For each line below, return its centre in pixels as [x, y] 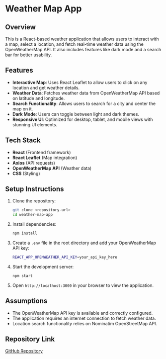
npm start [23, 276]
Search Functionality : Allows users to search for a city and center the [84, 103]
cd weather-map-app [33, 215]
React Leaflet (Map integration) [45, 158]
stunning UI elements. [35, 124]
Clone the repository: [34, 201]
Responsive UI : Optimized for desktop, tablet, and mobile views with [83, 119]
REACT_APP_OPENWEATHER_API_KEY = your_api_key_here [65, 257]
